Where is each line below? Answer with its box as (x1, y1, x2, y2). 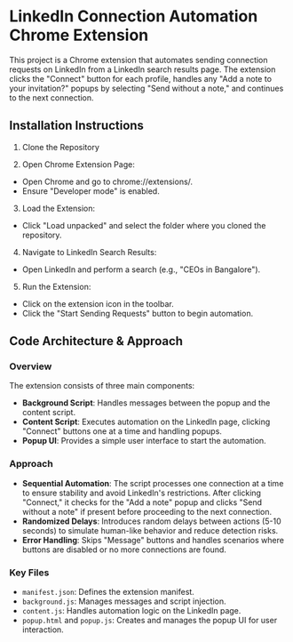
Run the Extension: (21, 281, 91, 292)
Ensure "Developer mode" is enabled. (21, 185, 160, 197)
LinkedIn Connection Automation (9, 6, 258, 27)
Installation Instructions (9, 118, 145, 133)
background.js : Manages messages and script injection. (21, 596, 226, 606)
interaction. (21, 624, 64, 635)
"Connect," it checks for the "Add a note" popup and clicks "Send (21, 496, 263, 508)
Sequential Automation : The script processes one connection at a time (21, 477, 284, 488)
